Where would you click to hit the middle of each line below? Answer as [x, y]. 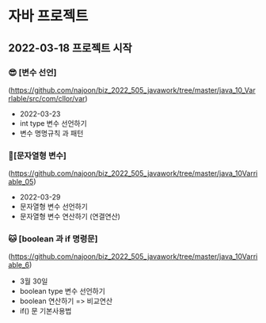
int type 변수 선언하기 [53, 123]
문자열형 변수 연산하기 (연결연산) [70, 217]
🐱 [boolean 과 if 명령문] [53, 239]
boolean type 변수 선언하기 [62, 291]
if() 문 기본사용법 [46, 311]
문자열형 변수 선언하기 [54, 207]
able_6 [19, 265]
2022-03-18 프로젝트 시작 [70, 48]
